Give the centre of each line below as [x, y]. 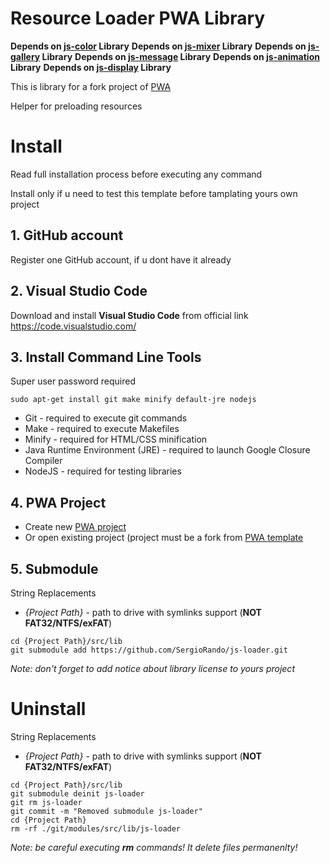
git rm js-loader [46, 802]
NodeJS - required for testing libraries [103, 471]
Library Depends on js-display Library [91, 67]
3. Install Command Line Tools [106, 357]
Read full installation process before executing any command [136, 174]
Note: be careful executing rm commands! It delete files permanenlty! [154, 847]
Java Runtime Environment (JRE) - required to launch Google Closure [167, 450]
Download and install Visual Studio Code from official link [129, 315]
